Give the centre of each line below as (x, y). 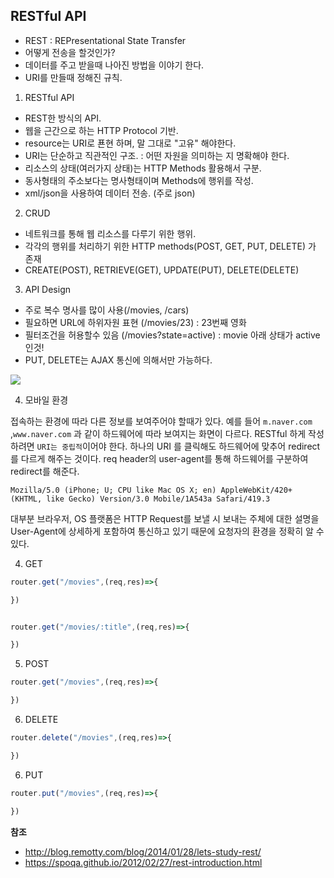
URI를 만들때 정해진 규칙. (73, 77)
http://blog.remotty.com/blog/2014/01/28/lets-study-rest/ (143, 851)
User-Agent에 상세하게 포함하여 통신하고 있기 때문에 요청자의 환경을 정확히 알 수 (167, 531)
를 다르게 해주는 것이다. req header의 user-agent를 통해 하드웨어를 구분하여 (159, 458)
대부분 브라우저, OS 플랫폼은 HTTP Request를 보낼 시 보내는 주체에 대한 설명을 (165, 518)
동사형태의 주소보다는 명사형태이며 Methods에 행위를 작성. (139, 180)
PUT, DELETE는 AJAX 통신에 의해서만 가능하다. (118, 360)
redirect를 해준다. (45, 471)
